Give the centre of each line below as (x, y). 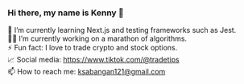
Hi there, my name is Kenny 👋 (66, 13)
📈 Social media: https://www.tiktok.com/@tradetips (93, 60)
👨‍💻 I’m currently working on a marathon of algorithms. (97, 38)
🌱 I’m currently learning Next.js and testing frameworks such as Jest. (122, 30)
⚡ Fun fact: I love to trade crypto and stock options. (93, 48)
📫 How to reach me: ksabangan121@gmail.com (87, 72)
